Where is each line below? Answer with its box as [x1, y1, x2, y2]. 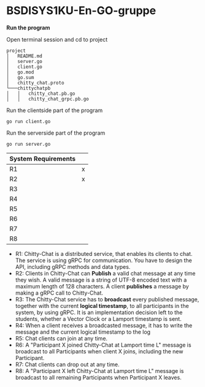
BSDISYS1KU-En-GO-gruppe [6, 4, 157, 18]
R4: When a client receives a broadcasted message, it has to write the [15, 321, 193, 329]
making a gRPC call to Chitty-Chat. [15, 289, 103, 296]
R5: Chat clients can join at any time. [15, 334, 108, 342]
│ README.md [6, 53, 43, 59]
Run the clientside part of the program [6, 107, 103, 114]
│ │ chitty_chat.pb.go [6, 90, 75, 97]
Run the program [6, 24, 50, 31]
